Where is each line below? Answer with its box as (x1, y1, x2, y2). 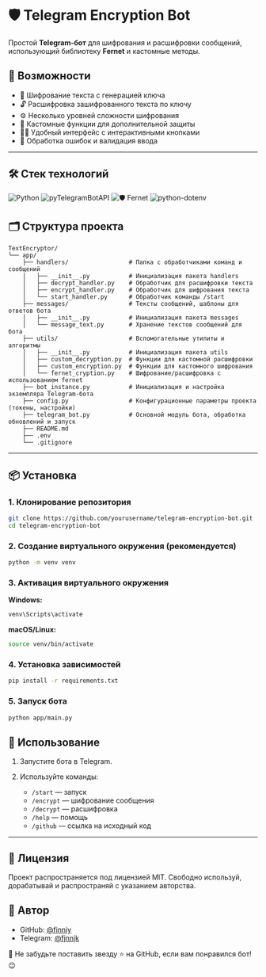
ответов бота (8, 307, 51, 315)
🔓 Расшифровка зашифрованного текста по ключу (19, 99, 192, 109)
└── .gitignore (22, 439, 73, 447)
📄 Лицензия (8, 851, 70, 864)
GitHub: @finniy (19, 925, 72, 934)
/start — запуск (31, 788, 87, 797)
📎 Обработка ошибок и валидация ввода (19, 135, 158, 145)
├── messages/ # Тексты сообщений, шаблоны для (22, 300, 239, 308)
